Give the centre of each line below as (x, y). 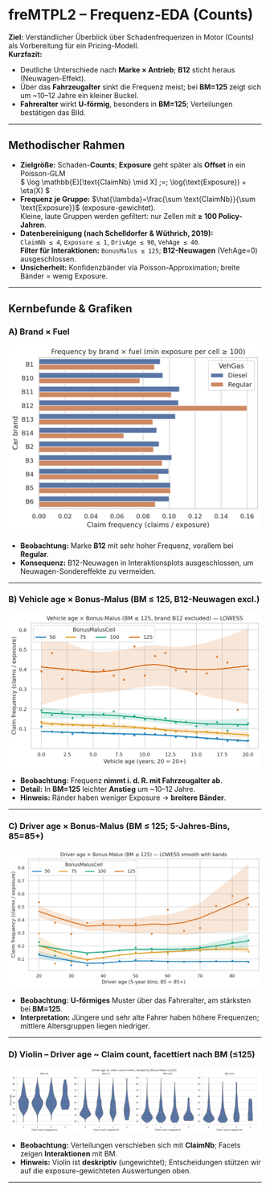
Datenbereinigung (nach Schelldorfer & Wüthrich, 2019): (117, 233)
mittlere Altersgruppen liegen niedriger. (85, 1026)
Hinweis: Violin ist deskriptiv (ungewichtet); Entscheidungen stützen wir (140, 1162)
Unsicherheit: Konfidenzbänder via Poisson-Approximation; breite (130, 267)
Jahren (32, 225)
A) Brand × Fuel (39, 332)
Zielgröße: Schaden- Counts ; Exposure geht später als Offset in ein (133, 165)
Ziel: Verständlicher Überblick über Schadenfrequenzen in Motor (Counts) (131, 37)
